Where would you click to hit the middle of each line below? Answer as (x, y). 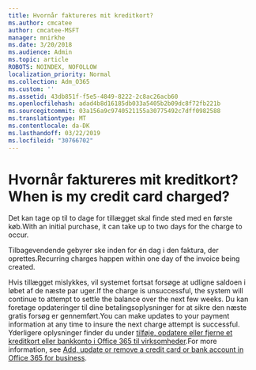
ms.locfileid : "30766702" (51, 140)
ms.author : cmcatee (40, 23)
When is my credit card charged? (119, 196)
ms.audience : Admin (40, 52)
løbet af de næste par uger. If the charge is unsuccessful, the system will (126, 291)
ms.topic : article (38, 60)
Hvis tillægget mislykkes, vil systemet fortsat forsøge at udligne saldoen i (127, 282)
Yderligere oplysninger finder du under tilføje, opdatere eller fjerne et (120, 333)
